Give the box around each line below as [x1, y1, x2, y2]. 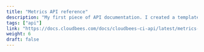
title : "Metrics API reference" [6, 8, 88, 15]
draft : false [6, 36, 39, 42]
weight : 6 [6, 31, 32, 37]
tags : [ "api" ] [6, 20, 42, 26]
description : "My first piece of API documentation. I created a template [6, 14, 200, 20]
